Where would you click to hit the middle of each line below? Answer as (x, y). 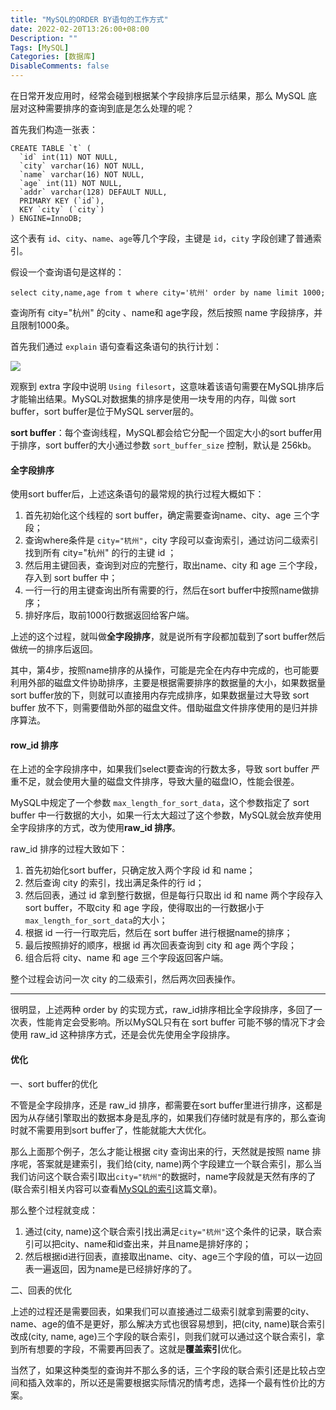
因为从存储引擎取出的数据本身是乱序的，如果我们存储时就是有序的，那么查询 (168, 1117)
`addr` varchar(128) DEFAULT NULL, (93, 192)
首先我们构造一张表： (54, 129)
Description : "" (44, 38)
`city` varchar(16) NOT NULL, (82, 166)
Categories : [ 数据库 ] (53, 57)
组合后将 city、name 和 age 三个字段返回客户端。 (126, 958)
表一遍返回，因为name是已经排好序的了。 (111, 1268)
